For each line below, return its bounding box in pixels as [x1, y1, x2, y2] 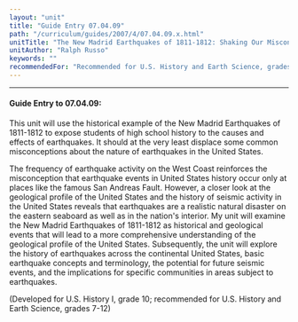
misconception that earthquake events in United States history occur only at [9, 173, 287, 184]
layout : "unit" [9, 12, 66, 22]
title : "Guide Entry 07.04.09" [9, 21, 125, 30]
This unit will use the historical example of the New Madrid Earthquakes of [9, 118, 281, 129]
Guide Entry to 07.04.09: [9, 98, 102, 109]
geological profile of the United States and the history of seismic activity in [9, 192, 282, 202]
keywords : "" [9, 54, 58, 63]
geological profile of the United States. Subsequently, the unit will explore [9, 239, 278, 249]
